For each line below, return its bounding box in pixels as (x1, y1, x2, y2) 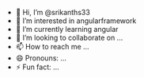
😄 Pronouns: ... (15, 53, 67, 63)
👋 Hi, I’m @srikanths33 (15, 8, 91, 17)
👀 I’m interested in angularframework (15, 16, 137, 25)
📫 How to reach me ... (15, 42, 89, 51)
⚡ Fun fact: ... (15, 62, 59, 72)
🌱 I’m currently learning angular (15, 25, 119, 33)
